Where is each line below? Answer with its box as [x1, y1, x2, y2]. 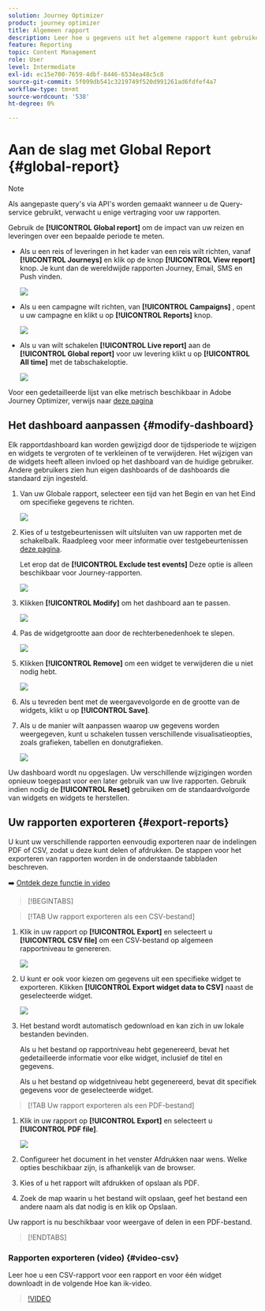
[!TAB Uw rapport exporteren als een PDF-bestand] [27, 1101, 195, 1110]
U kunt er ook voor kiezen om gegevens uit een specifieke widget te [19, 974, 242, 983]
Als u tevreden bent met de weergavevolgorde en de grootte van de [19, 697, 241, 707]
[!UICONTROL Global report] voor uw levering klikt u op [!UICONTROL [19, 349, 250, 358]
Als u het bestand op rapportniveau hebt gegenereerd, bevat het [19, 1044, 230, 1054]
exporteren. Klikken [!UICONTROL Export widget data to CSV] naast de [19, 982, 254, 991]
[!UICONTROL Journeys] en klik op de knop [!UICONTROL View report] [19, 255, 256, 265]
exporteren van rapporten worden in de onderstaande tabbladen [8, 854, 218, 863]
